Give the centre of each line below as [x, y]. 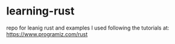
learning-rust [40, 11]
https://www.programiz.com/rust [47, 34]
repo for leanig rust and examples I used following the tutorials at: [88, 28]
